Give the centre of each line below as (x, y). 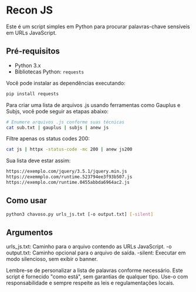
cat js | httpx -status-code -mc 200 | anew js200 (69, 150)
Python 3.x (28, 65)
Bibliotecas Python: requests (49, 72)
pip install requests (33, 94)
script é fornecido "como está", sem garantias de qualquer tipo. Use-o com (97, 277)
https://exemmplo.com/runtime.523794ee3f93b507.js (69, 177)
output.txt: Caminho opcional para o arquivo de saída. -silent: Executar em (96, 253)
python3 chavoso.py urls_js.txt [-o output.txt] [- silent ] (80, 214)
